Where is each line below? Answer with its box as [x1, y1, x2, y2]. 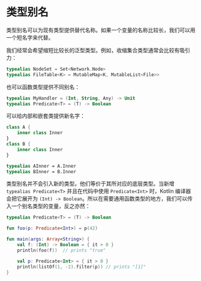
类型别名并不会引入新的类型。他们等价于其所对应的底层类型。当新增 [6, 180, 175, 188]
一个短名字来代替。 [6, 34, 54, 41]
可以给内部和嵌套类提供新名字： [6, 112, 85, 120]
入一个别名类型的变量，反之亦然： [6, 203, 91, 210]
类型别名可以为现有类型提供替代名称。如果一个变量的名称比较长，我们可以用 [6, 26, 196, 34]
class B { [6, 141, 31, 147]
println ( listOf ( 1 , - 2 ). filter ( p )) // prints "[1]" [17, 264, 146, 270]
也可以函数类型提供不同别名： [6, 83, 80, 90]
